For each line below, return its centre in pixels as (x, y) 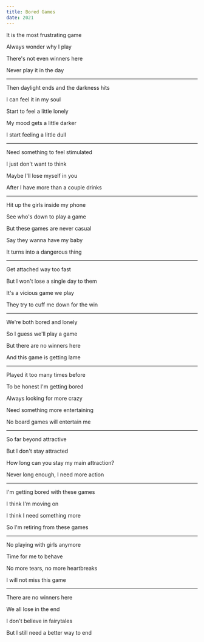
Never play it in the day (35, 70)
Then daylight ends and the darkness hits (58, 87)
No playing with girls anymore (44, 544)
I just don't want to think (36, 164)
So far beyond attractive (36, 439)
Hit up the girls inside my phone (46, 204)
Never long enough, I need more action (55, 475)
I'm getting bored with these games (51, 492)
